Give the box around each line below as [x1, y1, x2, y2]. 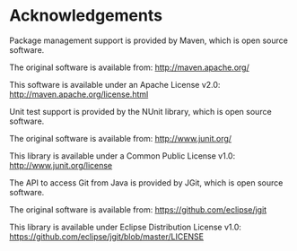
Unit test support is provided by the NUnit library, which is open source [9, 106, 272, 117]
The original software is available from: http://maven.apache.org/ [9, 62, 249, 73]
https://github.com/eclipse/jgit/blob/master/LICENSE [9, 230, 205, 242]
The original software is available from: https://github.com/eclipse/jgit [9, 203, 267, 215]
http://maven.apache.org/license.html [9, 89, 149, 100]
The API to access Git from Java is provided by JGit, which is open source [9, 177, 284, 188]
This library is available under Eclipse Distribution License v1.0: [9, 221, 242, 232]
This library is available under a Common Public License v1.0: [9, 150, 236, 161]
